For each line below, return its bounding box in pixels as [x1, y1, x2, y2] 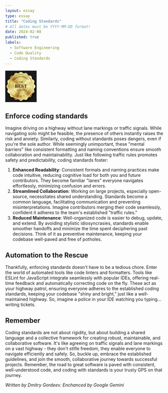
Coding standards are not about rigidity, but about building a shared [5, 329, 145, 335]
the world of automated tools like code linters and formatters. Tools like [5, 269, 152, 276]
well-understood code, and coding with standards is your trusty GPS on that [5, 367, 162, 373]
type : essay [5, 13, 30, 19]
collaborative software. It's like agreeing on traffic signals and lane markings [5, 340, 163, 346]
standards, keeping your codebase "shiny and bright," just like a [5, 291, 137, 297]
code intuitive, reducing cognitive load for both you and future [12, 172, 141, 178]
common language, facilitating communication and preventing [12, 199, 140, 205]
